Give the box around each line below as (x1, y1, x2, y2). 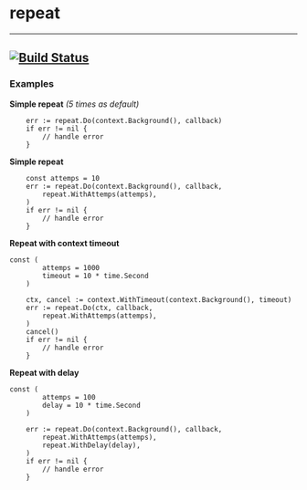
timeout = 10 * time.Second (42, 271, 149, 280)
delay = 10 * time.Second (42, 401, 142, 410)
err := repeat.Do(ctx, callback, (26, 303, 153, 312)
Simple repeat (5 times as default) (9, 99, 140, 109)
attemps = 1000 (42, 263, 101, 272)
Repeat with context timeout (9, 237, 120, 248)
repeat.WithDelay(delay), (42, 441, 142, 450)
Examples (9, 78, 55, 90)
